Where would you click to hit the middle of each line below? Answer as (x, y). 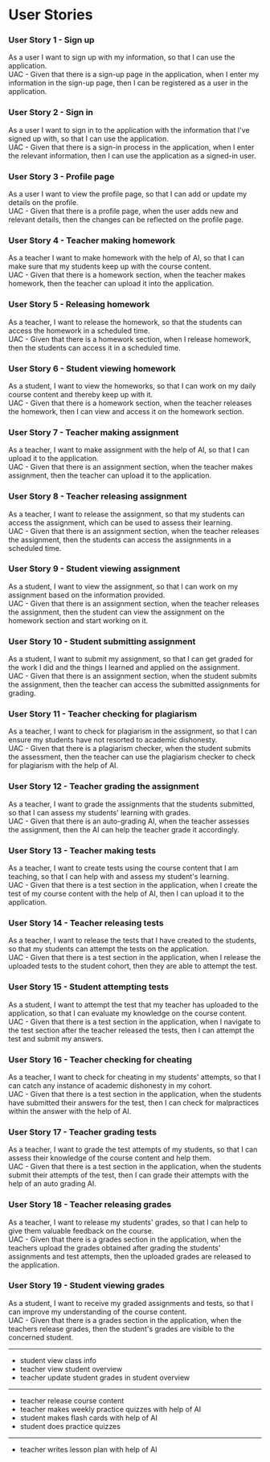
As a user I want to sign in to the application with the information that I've (129, 129)
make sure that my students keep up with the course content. (110, 266)
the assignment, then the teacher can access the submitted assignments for (134, 684)
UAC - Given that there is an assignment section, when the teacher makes (131, 467)
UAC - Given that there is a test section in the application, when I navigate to (135, 1021)
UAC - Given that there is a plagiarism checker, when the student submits (130, 749)
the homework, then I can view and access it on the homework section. (126, 411)
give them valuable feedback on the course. (81, 1230)
